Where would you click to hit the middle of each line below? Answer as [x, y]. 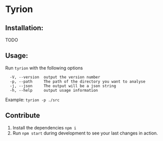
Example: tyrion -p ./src [32, 100]
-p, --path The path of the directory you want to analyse [77, 82]
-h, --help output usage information [54, 90]
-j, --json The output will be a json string [63, 86]
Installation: [24, 28]
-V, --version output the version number [55, 77]
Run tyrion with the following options [44, 68]
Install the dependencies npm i [44, 127]
